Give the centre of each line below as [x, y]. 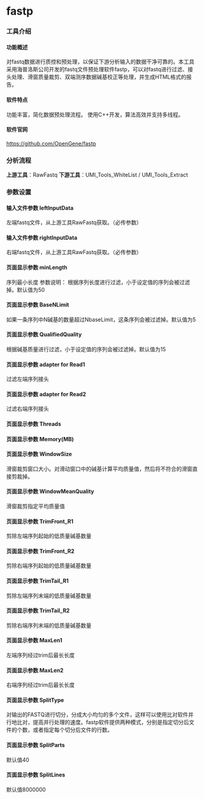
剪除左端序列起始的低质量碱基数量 [49, 536]
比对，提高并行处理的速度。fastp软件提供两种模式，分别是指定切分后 [103, 722]
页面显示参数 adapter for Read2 [46, 394]
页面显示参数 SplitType [35, 700]
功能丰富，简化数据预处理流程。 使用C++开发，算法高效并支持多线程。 [95, 115]
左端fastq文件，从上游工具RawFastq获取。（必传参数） [74, 222]
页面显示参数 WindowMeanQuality [50, 491]
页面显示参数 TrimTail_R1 [37, 581]
